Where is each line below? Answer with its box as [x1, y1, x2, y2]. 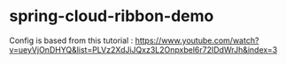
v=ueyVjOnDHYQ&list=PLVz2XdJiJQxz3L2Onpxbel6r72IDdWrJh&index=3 [9, 44, 278, 54]
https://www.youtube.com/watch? [135, 35, 259, 46]
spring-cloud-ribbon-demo [9, 6, 214, 26]
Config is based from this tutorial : [9, 35, 134, 46]
